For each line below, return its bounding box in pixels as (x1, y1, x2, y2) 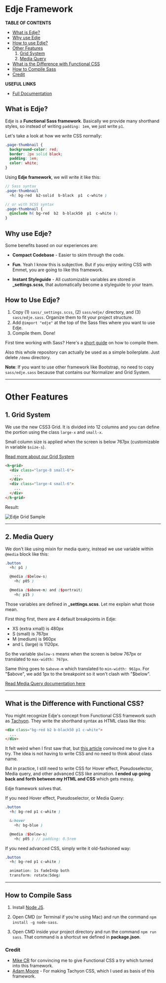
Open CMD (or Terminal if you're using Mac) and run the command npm (12, 914, 157, 920)
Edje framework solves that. (5, 785, 62, 791)
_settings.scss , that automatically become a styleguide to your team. (12, 282, 154, 287)
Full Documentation (12, 90, 52, 96)
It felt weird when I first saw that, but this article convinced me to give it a (5, 745, 155, 751)
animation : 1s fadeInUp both (9, 868, 70, 873)
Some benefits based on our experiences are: (5, 242, 98, 248)
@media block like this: (5, 551, 49, 557)
